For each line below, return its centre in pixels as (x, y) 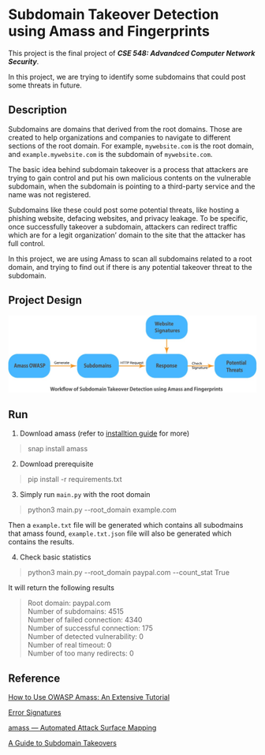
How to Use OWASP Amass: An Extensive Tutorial (89, 697)
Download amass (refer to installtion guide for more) (105, 434)
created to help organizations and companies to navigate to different (119, 137)
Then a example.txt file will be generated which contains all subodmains (126, 525)
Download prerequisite (56, 464)
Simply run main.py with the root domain (85, 495)
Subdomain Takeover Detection (114, 15)
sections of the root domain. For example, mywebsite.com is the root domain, (131, 146)
